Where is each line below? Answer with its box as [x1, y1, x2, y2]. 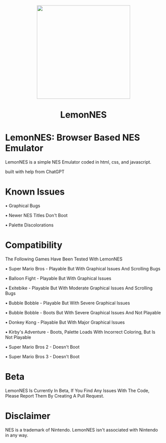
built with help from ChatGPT [5, 169, 65, 175]
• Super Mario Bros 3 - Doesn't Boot [5, 354, 80, 359]
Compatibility [5, 239, 63, 251]
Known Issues [5, 186, 65, 198]
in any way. [5, 432, 28, 438]
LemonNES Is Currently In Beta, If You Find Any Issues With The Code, [5, 387, 150, 394]
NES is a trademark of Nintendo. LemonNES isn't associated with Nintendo [5, 427, 158, 433]
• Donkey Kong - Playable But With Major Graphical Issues [5, 319, 125, 325]
